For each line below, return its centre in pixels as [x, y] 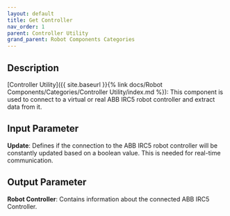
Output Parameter [47, 182]
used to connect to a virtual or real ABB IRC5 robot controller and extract [111, 99]
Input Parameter [43, 129]
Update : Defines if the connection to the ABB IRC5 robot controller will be [113, 145]
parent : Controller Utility [48, 33]
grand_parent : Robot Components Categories [71, 40]
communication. [30, 160]
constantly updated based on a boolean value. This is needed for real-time [114, 153]
